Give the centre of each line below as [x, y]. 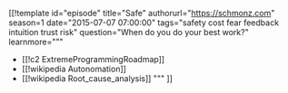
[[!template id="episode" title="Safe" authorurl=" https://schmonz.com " [142, 13]
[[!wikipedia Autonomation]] [74, 69]
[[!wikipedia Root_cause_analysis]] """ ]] [97, 79]
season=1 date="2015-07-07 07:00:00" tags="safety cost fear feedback [144, 23]
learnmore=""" [36, 42]
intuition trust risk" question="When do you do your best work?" [129, 32]
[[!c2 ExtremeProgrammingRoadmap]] [93, 59]
